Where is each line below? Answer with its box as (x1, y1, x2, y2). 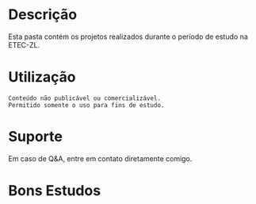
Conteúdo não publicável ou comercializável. (8, 94, 161, 102)
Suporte (8, 128, 63, 146)
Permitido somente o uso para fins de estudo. (8, 101, 165, 109)
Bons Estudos (8, 182, 101, 199)
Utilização (8, 68, 76, 87)
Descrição (8, 6, 78, 24)
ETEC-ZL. (8, 40, 40, 49)
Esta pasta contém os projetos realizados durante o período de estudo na (8, 32, 248, 41)
